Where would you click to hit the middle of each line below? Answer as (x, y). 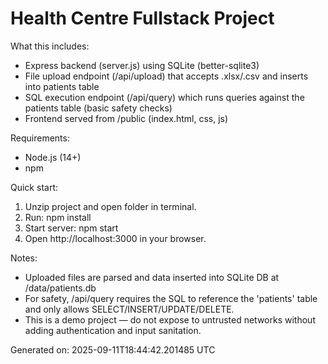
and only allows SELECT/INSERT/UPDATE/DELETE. (129, 309)
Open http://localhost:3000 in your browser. (115, 238)
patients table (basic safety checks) (98, 108)
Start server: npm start (71, 228)
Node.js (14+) (53, 157)
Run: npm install (58, 217)
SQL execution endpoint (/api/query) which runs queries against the (164, 97)
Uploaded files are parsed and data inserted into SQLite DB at (152, 277)
